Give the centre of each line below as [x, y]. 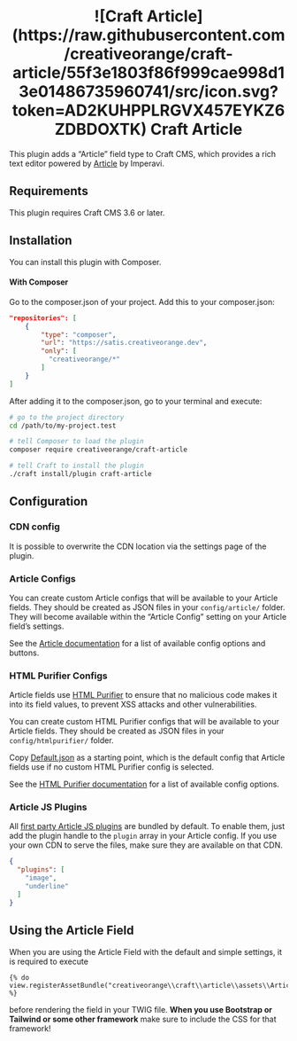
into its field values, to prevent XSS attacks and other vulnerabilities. [133, 704]
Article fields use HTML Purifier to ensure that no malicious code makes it [143, 695]
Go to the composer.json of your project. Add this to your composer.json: [142, 301]
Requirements [49, 191]
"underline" [47, 887]
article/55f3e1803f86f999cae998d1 [148, 73]
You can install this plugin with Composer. [85, 262]
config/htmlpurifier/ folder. [61, 740]
